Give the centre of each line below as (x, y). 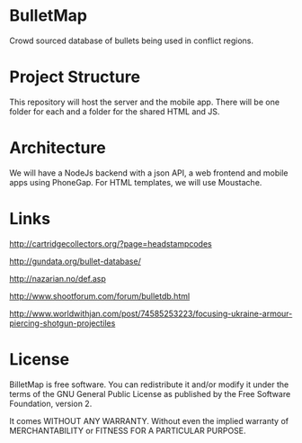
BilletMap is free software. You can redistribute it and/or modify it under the (149, 384)
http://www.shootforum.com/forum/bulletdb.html (100, 296)
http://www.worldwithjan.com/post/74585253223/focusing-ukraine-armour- (151, 313)
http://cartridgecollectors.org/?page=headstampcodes (111, 243)
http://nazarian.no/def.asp (58, 278)
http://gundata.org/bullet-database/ (75, 261)
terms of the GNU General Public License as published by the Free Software (150, 393)
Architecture (58, 148)
